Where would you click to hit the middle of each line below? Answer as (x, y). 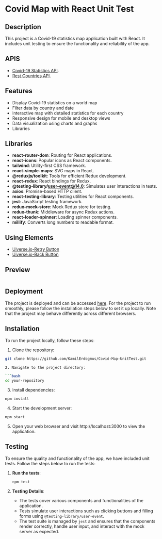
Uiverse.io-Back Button (35, 254)
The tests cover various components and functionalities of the (81, 500)
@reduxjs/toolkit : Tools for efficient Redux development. (69, 176)
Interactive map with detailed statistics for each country (68, 113)
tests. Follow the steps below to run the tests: (50, 463)
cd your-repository (25, 381)
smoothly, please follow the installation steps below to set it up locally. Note (81, 308)
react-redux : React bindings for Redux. (51, 181)
